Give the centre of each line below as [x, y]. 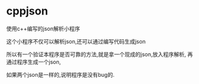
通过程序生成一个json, [34, 62]
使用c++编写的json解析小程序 [43, 28]
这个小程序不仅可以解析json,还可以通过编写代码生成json [76, 41]
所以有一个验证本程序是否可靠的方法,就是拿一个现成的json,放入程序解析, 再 [99, 54]
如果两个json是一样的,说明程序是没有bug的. [60, 74]
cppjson [27, 11]
